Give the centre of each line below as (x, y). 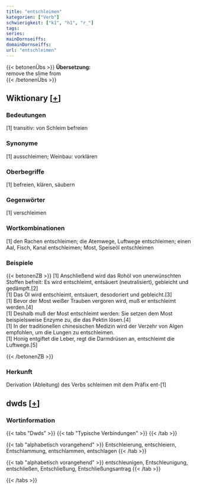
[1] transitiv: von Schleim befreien (47, 128)
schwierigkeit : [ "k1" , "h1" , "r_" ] (50, 23)
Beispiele (20, 263)
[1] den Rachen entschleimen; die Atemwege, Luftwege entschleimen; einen (98, 241)
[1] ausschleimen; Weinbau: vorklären (52, 156)
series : (16, 34)
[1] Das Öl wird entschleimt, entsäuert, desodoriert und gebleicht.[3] (89, 295)
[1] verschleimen (26, 213)
